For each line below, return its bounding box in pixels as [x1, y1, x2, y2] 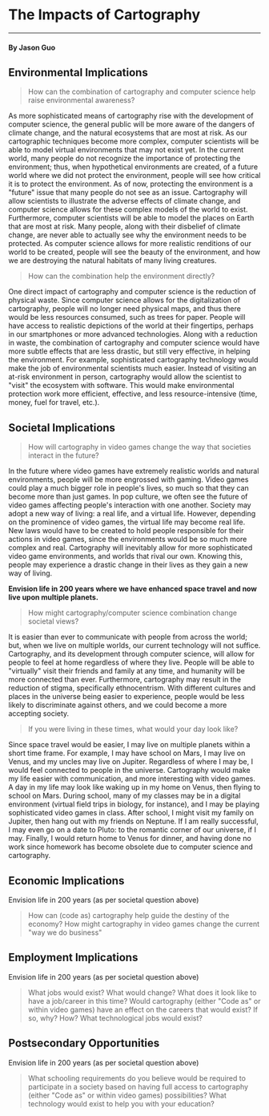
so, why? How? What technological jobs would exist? [27, 1013, 203, 1023]
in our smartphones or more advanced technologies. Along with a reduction [8, 330, 258, 339]
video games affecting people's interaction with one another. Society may [8, 500, 251, 510]
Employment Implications [8, 951, 139, 964]
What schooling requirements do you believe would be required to [27, 1073, 247, 1083]
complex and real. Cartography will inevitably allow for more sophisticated [8, 543, 253, 552]
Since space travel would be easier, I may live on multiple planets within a [8, 740, 251, 750]
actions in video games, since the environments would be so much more [8, 535, 247, 544]
